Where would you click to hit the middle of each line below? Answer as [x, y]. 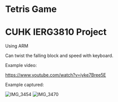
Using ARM [17, 46]
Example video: [21, 65]
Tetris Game [31, 9]
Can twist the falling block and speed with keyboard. [59, 55]
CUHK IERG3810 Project [56, 32]
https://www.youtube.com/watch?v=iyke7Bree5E [56, 75]
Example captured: [24, 85]
